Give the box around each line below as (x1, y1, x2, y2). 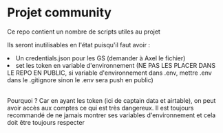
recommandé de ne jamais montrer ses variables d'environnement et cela (7, 111, 216, 119)
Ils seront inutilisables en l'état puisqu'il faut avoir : (7, 40, 150, 49)
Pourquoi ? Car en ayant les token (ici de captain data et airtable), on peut (7, 96, 216, 104)
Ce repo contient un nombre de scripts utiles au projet (7, 27, 160, 36)
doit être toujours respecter (7, 118, 85, 126)
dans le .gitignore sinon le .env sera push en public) (7, 75, 153, 84)
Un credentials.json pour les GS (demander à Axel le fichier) (16, 53, 186, 62)
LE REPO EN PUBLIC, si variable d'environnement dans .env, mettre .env (7, 69, 212, 77)
